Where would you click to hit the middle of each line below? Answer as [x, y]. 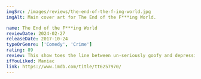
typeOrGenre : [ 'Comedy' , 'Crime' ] [49, 45]
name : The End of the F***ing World [52, 28]
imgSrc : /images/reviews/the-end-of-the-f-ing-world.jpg [79, 12]
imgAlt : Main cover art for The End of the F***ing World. [81, 17]
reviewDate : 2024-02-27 [36, 33]
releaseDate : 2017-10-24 [37, 39]
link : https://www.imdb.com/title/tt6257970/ [64, 67]
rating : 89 [20, 50]
